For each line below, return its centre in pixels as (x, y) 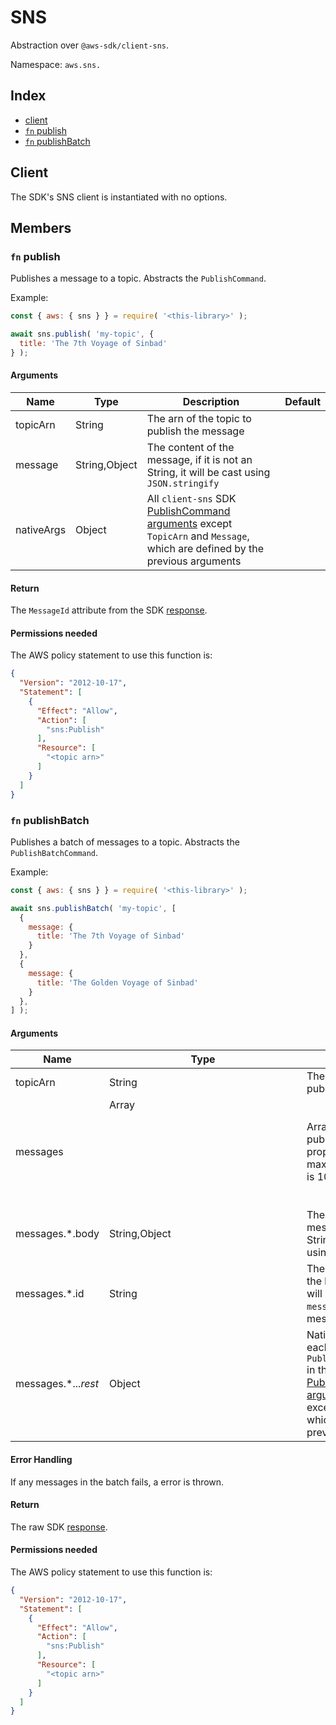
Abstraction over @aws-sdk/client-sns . (90, 45)
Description (211, 401)
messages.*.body (57, 1234)
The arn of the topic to (199, 418)
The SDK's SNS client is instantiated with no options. (119, 197)
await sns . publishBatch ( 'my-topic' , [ (93, 908)
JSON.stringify (183, 483)
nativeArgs (41, 529)
